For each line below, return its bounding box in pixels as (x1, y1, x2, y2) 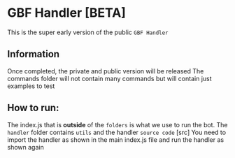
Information (7, 48, 60, 60)
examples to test (7, 82, 55, 90)
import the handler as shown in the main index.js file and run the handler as (7, 135, 225, 144)
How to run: (7, 102, 59, 114)
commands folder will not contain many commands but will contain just (7, 74, 212, 82)
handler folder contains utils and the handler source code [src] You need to (7, 128, 226, 136)
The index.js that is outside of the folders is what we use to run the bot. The (7, 120, 228, 129)
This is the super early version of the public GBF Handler (7, 28, 169, 36)
